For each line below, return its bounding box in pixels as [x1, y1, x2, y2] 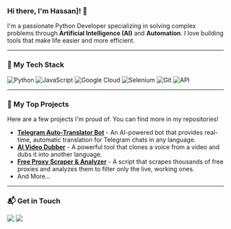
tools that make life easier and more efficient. [7, 36, 135, 45]
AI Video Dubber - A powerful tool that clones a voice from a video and [16, 142, 220, 151]
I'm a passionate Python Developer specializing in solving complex [7, 22, 196, 30]
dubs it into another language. [16, 150, 102, 158]
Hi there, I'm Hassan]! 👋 [7, 6, 88, 16]
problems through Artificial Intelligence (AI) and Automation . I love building [7, 29, 224, 37]
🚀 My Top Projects [7, 99, 69, 109]
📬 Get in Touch [7, 196, 60, 206]
